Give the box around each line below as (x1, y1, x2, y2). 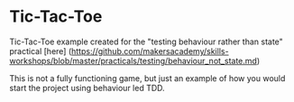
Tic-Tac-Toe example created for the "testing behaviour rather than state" (9, 36, 284, 47)
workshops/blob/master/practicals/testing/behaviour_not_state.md (9, 55, 257, 66)
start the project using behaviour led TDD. (9, 82, 165, 93)
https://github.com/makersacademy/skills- (70, 45, 229, 56)
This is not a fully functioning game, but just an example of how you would (9, 72, 286, 83)
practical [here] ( (9, 45, 72, 56)
